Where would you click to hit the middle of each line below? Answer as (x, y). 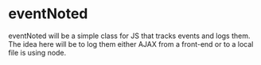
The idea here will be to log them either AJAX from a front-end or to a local (131, 44)
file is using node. (37, 52)
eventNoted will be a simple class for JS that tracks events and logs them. (129, 36)
